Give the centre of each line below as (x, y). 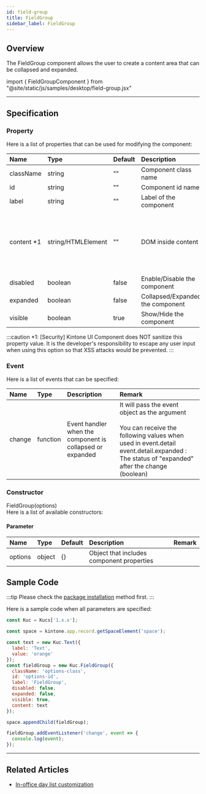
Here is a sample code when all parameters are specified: (79, 609)
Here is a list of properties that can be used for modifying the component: (99, 144)
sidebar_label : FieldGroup (41, 23)
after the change (143, 466)
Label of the (158, 197)
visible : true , (31, 699)
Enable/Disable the (168, 278)
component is (87, 439)
